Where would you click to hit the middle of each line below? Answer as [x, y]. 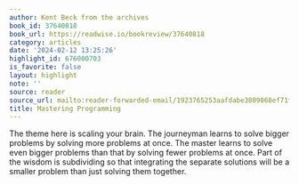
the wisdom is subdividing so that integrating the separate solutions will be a [149, 162]
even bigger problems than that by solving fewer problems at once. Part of [146, 153]
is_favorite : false [45, 68]
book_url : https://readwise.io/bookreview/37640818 [107, 34]
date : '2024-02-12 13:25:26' [63, 51]
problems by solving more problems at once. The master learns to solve [141, 143]
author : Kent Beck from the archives [79, 17]
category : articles [45, 42]
